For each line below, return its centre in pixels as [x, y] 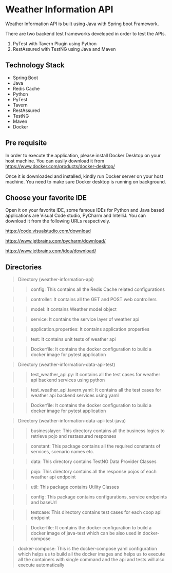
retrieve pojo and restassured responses [73, 436]
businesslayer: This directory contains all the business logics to [98, 431]
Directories [24, 267]
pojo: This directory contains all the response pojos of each [93, 472]
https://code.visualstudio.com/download [48, 231]
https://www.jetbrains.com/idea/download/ [51, 251]
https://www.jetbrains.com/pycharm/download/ [56, 241]
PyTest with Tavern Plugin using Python [55, 43]
